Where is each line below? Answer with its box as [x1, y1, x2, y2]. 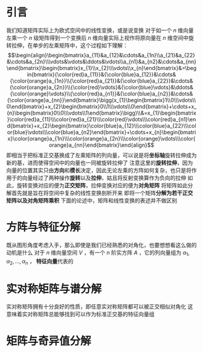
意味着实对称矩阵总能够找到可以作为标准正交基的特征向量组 [6, 310, 155, 318]
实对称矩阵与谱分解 [6, 282, 102, 296]
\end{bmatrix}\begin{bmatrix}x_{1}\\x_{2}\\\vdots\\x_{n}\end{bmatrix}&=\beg [6, 64, 197, 71]
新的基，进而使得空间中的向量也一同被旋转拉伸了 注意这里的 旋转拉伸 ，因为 [6, 159, 193, 166]
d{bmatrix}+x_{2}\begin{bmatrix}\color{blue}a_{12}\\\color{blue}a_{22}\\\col [7, 122, 196, 129]
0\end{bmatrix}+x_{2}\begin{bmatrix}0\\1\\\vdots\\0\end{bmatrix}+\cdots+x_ [6, 103, 197, 110]
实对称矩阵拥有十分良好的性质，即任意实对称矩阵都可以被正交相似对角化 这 [6, 303, 193, 310]
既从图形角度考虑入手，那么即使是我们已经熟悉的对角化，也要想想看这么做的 [6, 241, 197, 248]
